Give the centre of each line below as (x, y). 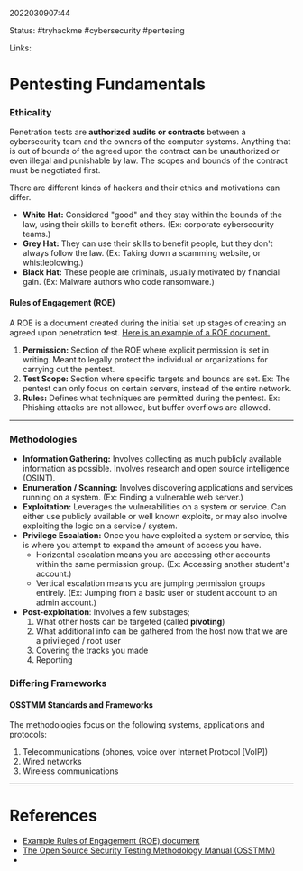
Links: (20, 48)
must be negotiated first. (55, 170)
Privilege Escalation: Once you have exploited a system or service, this (156, 535)
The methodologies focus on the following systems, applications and (137, 725)
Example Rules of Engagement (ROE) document (111, 841)
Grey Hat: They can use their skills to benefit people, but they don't (147, 243)
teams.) (37, 234)
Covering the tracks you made (92, 650)
